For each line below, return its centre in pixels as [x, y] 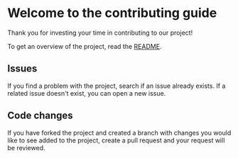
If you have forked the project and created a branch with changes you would [119, 132]
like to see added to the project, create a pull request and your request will [116, 140]
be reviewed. [26, 147]
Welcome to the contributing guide [112, 13]
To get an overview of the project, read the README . [85, 46]
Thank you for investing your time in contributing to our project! [100, 33]
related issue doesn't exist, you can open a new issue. [87, 93]
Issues [22, 69]
